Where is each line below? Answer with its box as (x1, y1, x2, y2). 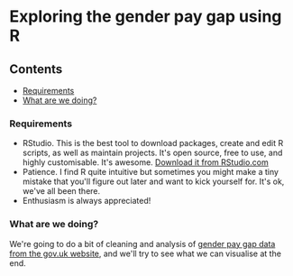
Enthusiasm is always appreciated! (22, 196, 151, 207)
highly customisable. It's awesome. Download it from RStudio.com (22, 157, 269, 168)
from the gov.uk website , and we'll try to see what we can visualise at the (9, 248, 282, 259)
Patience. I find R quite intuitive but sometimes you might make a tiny (22, 167, 279, 178)
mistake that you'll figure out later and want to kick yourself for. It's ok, (22, 176, 285, 187)
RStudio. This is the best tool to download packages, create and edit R (22, 138, 284, 149)
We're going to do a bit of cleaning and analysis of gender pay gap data (9, 238, 276, 249)
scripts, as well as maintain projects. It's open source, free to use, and (22, 147, 283, 159)
